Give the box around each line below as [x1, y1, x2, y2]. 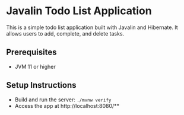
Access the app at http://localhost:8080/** [14, 102, 120, 109]
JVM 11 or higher [14, 63, 56, 70]
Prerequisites [6, 47, 57, 57]
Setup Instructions [6, 80, 77, 90]
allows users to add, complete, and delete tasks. [6, 30, 125, 37]
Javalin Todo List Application [6, 4, 153, 18]
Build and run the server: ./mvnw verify [14, 96, 112, 103]
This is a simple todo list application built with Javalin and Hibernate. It [6, 24, 178, 31]
